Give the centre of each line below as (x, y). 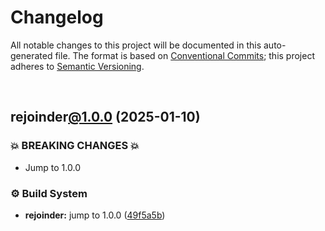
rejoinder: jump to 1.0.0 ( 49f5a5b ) (95, 215)
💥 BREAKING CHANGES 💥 (75, 146)
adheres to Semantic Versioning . (77, 66)
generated (31, 55)
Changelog (57, 17)
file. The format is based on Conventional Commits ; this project (184, 55)
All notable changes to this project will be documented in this (136, 45)
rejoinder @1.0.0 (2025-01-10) (105, 117)
